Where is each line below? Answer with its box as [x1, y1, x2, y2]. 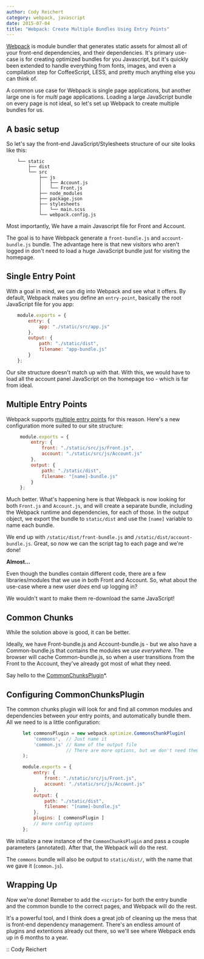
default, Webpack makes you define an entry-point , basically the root [6, 294, 182, 301]
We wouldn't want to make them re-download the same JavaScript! [6, 595, 175, 602]
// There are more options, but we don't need [66, 747, 186, 754]
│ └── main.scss [38, 207, 86, 213]
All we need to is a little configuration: [6, 718, 101, 725]
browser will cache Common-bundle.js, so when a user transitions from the [6, 654, 195, 661]
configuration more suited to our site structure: [6, 422, 123, 429]
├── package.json [38, 196, 83, 202]
